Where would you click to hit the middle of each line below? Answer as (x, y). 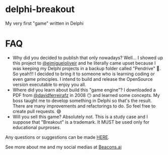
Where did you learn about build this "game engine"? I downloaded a (84, 90)
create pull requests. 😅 (37, 111)
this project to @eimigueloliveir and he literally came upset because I (84, 63)
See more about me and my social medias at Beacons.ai (64, 147)
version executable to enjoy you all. (49, 84)
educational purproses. (37, 127)
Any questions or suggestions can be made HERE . (57, 137)
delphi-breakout (40, 9)
